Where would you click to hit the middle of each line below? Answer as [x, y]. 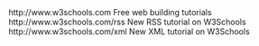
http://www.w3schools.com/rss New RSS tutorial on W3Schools [127, 22]
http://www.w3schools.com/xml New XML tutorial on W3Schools [129, 32]
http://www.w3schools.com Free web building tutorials [111, 12]
